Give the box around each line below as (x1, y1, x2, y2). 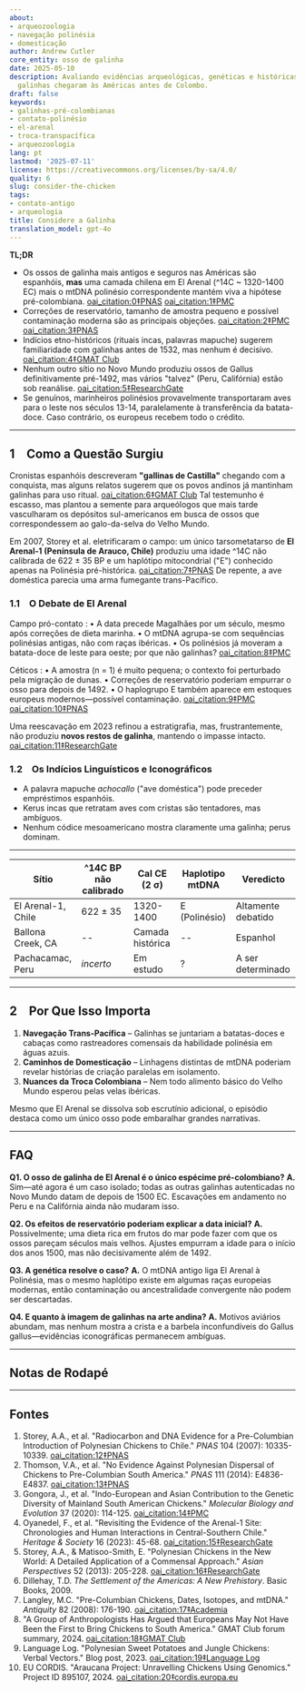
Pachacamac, (14, 951, 73, 964)
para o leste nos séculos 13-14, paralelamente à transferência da (22, 401, 265, 413)
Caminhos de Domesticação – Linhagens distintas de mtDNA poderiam (22, 1057, 291, 1067)
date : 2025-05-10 (9, 64, 75, 74)
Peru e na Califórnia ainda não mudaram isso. (9, 1200, 180, 1212)
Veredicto (241, 872, 286, 885)
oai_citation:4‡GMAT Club (22, 353, 120, 364)
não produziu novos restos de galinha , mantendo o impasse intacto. (9, 730, 266, 741)
